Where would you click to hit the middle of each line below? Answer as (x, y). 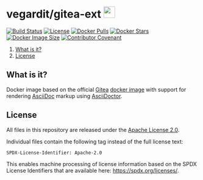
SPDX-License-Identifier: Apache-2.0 (54, 153)
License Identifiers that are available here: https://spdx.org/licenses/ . (93, 170)
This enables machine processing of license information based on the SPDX (101, 164)
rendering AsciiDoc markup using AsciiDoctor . (64, 96)
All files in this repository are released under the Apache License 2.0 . (93, 130)
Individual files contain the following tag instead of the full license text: (95, 141)
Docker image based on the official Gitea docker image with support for (96, 89)
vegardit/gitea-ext (54, 14)
